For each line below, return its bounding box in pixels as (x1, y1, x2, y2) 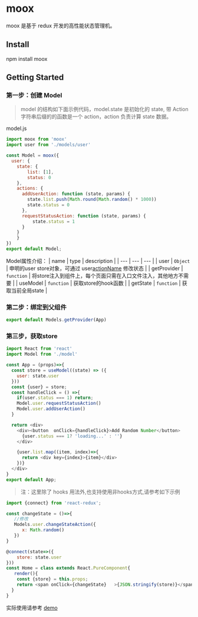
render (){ (14, 571, 38, 577)
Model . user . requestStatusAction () (16, 401, 101, 407)
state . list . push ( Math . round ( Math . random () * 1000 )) (27, 197, 157, 203)
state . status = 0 (27, 202, 70, 208)
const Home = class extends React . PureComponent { (6, 565, 131, 571)
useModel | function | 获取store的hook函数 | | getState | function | (19, 280, 181, 287)
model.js (6, 125, 27, 132)
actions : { (16, 186, 44, 191)
